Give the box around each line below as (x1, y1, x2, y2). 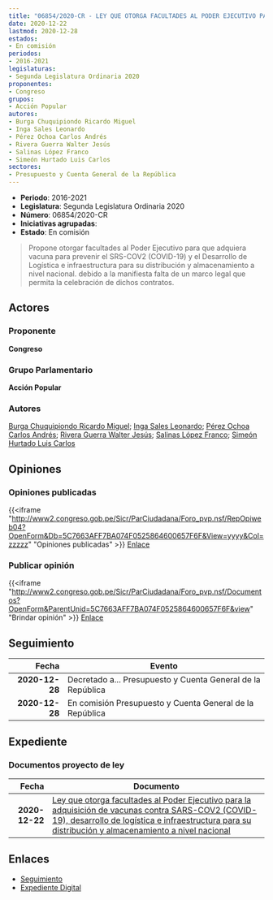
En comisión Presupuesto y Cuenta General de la (67, 698, 254, 709)
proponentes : (8, 80, 53, 88)
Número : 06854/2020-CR (19, 210, 108, 219)
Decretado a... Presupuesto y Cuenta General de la (67, 674, 262, 686)
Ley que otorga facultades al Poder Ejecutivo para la (52, 794, 252, 805)
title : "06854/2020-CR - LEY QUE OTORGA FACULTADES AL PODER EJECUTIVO (8, 11, 256, 20)
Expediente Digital (19, 882, 81, 892)
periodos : (8, 50, 42, 58)
